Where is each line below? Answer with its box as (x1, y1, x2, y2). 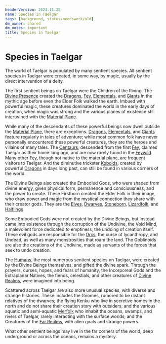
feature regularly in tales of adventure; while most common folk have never (5, 134, 158, 139)
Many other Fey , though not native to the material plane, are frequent (5, 155, 146, 161)
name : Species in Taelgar (5, 12, 58, 17)
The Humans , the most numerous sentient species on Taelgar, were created (5, 257, 160, 263)
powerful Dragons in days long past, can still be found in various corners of (5, 165, 159, 171)
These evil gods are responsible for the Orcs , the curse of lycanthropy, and (5, 231, 158, 237)
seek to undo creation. (5, 247, 51, 253)
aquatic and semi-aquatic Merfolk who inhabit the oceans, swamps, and (5, 308, 152, 314)
